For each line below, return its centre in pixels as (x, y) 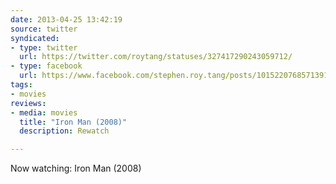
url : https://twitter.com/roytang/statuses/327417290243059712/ (156, 57)
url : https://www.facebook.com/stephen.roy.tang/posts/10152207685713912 (176, 76)
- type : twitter (44, 47)
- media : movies (44, 112)
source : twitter (44, 29)
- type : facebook (46, 66)
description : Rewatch (64, 131)
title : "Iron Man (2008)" (73, 122)
